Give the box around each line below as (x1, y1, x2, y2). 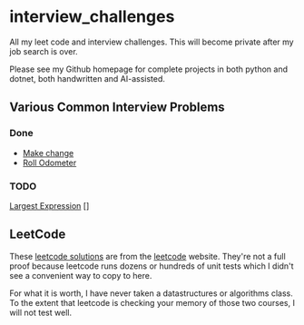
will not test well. (9, 307, 73, 318)
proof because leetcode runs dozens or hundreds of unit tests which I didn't (9, 261, 294, 271)
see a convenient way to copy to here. (9, 270, 152, 281)
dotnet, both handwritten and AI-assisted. (9, 73, 166, 84)
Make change (22, 147, 74, 158)
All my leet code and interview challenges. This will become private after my (9, 36, 294, 47)
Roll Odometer (22, 157, 77, 168)
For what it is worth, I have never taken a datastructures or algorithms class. (9, 288, 293, 299)
